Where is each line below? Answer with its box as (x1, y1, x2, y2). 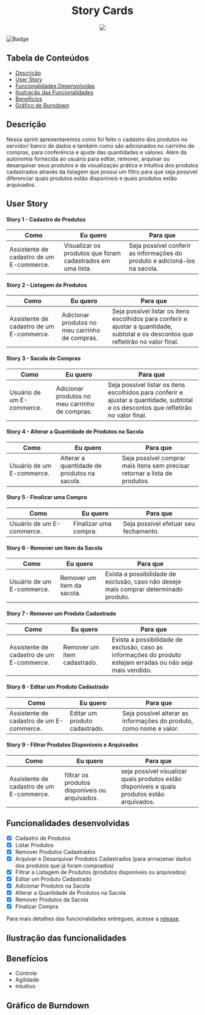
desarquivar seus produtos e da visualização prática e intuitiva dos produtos (6, 161, 198, 168)
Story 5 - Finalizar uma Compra (6, 494, 87, 501)
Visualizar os (63, 242, 101, 250)
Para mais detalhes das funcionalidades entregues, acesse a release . (6, 915, 181, 922)
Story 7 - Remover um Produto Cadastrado (6, 610, 117, 617)
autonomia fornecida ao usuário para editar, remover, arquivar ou (6, 155, 170, 162)
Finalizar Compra (15, 903, 59, 910)
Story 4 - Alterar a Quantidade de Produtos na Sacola (6, 428, 144, 435)
